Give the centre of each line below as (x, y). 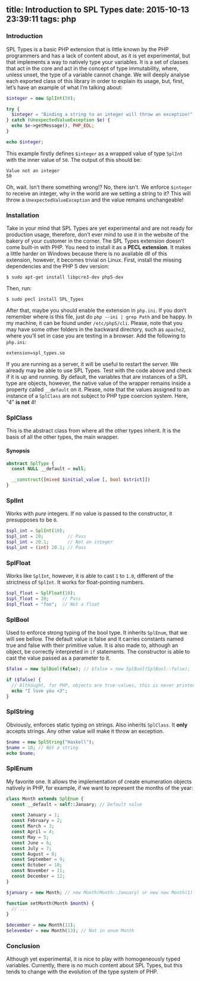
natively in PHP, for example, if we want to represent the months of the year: (100, 787)
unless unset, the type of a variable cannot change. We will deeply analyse (98, 75)
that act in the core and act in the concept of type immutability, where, (92, 68)
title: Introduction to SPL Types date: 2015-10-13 (98, 10)
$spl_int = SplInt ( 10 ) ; (36, 531)
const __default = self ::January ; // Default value (77, 804)
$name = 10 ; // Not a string (42, 747)
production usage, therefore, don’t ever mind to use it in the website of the (97, 235)
